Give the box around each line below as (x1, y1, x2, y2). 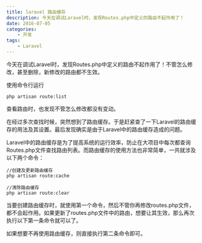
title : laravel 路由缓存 (6, 9, 66, 15)
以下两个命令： (6, 154, 44, 161)
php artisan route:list (6, 93, 67, 100)
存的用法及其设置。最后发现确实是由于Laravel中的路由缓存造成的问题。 (6, 125, 185, 133)
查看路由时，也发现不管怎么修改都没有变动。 (6, 105, 119, 112)
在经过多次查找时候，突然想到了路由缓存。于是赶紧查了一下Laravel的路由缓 (6, 118, 196, 125)
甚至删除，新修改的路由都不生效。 (17, 68, 103, 75)
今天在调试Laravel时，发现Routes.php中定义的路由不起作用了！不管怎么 (6, 61, 188, 68)
